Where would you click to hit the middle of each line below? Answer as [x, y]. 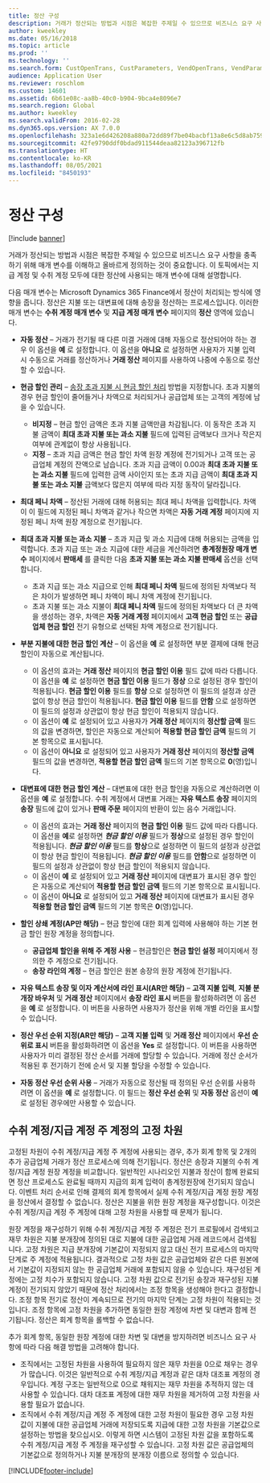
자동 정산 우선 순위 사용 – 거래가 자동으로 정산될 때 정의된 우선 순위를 [127, 1082]
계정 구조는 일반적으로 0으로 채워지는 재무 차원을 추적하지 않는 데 [152, 1384]
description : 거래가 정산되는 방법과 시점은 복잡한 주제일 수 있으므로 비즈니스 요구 [131, 23]
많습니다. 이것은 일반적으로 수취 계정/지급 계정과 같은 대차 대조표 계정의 [140, 1373]
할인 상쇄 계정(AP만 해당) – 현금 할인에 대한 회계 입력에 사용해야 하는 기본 [135, 923]
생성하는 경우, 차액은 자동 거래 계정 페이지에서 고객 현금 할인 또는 [142, 616]
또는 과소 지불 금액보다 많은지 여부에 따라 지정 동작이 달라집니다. [140, 484]
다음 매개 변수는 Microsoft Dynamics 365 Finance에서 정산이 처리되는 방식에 [131, 292]
